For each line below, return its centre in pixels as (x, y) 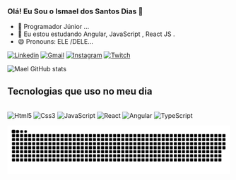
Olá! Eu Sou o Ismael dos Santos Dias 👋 (75, 11)
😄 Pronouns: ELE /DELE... (55, 42)
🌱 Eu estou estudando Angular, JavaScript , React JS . (96, 34)
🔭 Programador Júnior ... (53, 27)
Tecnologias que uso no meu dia (80, 91)
